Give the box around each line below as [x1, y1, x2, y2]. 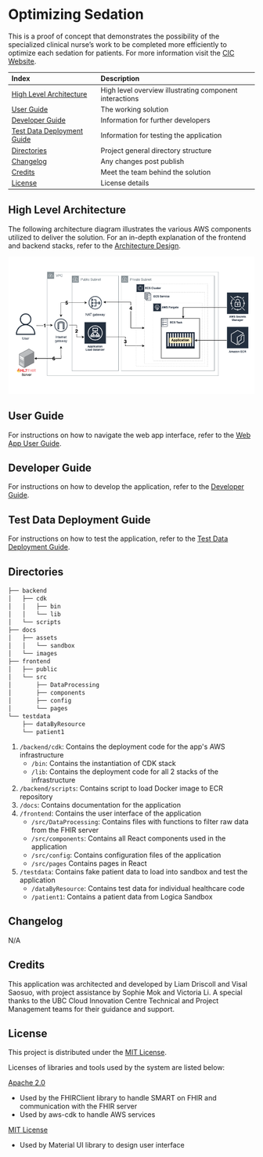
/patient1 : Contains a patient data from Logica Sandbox [31, 892, 213, 901]
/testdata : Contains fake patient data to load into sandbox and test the [19, 867, 248, 876]
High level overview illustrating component [100, 85, 238, 95]
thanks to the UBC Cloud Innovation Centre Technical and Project [8, 995, 219, 1006]
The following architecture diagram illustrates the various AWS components [8, 224, 252, 233]
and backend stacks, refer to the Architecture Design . [8, 241, 182, 250]
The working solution [100, 104, 169, 114]
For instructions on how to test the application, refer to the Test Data [8, 534, 229, 543]
